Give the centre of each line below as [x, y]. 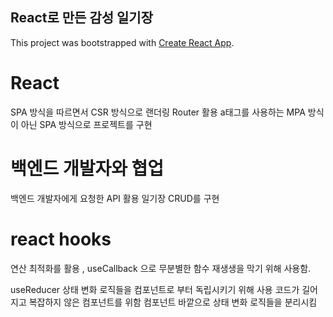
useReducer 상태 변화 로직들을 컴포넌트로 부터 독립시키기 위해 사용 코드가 [155, 289]
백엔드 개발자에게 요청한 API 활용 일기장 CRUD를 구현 [115, 198]
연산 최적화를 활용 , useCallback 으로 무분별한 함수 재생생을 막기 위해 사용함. [161, 268]
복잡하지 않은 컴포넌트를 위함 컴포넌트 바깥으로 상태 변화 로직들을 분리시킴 [173, 302]
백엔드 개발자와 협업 [87, 168]
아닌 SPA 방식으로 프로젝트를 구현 [86, 124]
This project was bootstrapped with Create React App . [122, 42]
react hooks [61, 239]
